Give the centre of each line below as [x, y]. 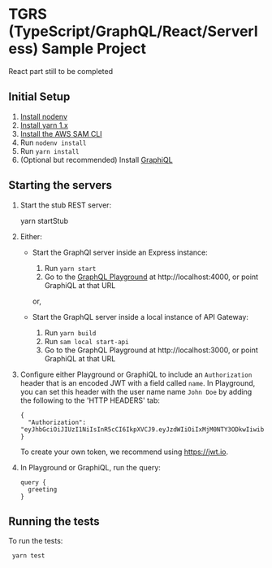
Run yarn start [70, 268]
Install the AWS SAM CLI [61, 133]
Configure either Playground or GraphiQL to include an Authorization [136, 374]
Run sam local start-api [86, 341]
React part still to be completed [61, 71]
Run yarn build [70, 332]
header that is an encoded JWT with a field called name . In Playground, [138, 382]
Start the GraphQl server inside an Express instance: [120, 252]
